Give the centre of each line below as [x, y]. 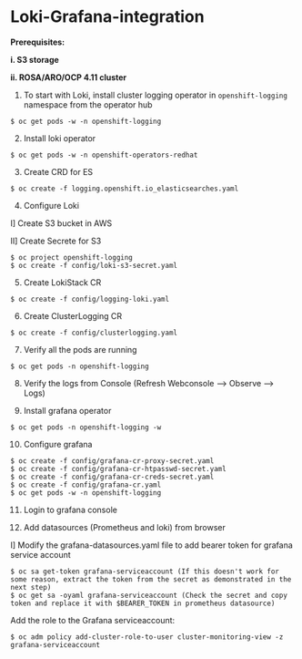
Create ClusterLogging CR [73, 315]
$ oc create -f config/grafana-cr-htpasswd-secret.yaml [118, 469]
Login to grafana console [70, 510]
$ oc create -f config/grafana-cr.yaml [86, 485]
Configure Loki [51, 205]
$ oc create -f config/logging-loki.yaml [90, 299]
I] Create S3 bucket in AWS [61, 223]
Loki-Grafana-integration [107, 17]
